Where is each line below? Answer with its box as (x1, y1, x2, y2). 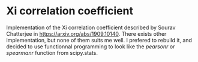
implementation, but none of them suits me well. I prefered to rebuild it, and (6, 36, 192, 44)
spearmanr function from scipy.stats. (6, 49, 98, 56)
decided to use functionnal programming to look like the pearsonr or (6, 43, 175, 50)
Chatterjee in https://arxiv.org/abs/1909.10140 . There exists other (6, 30, 167, 37)
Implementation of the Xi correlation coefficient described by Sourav (6, 24, 176, 31)
